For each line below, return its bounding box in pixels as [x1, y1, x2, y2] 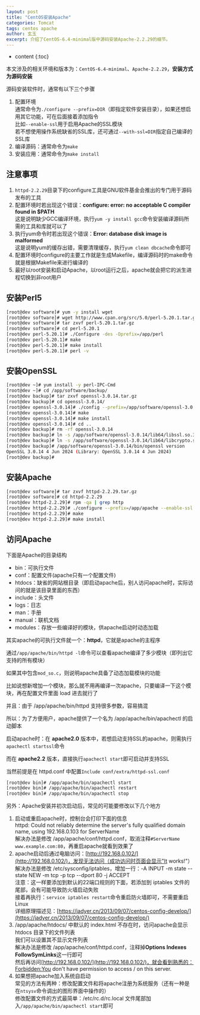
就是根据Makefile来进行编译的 [14, 259, 88, 266]
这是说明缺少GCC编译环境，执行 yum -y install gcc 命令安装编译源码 [14, 215, 185, 222]
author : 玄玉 [6, 31, 37, 37]
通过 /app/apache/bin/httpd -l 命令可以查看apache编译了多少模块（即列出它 [6, 649, 193, 656]
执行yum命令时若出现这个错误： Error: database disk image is [14, 230, 167, 237]
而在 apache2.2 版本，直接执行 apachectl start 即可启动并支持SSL [6, 755, 170, 762]
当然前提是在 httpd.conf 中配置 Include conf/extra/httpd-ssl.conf [6, 768, 170, 775]
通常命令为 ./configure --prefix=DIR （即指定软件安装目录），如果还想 [14, 106, 186, 112]
